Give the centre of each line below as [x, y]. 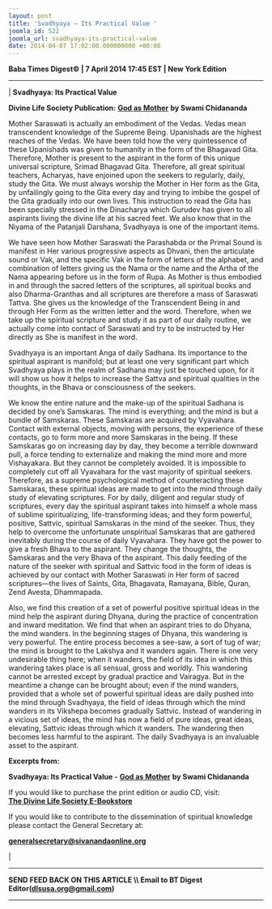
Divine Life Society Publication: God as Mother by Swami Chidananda [128, 108]
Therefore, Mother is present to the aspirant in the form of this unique [124, 158]
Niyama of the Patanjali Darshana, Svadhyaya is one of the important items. [134, 227]
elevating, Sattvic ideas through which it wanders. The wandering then [126, 728]
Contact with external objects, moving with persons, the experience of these [136, 429]
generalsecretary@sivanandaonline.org [77, 841]
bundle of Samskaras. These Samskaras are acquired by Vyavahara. [122, 420]
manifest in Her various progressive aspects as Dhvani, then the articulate [132, 251]
